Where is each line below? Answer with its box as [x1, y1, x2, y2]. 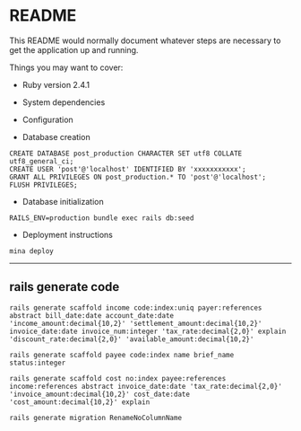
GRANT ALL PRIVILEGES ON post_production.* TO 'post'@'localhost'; [9, 172, 267, 181]
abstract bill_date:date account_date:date [9, 311, 175, 320]
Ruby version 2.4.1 [21, 79, 90, 90]
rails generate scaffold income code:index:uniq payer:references [9, 303, 262, 312]
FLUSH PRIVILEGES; [9, 180, 78, 189]
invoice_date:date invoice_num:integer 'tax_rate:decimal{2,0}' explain [9, 327, 287, 336]
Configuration [21, 114, 73, 125]
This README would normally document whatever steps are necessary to [9, 35, 281, 46]
